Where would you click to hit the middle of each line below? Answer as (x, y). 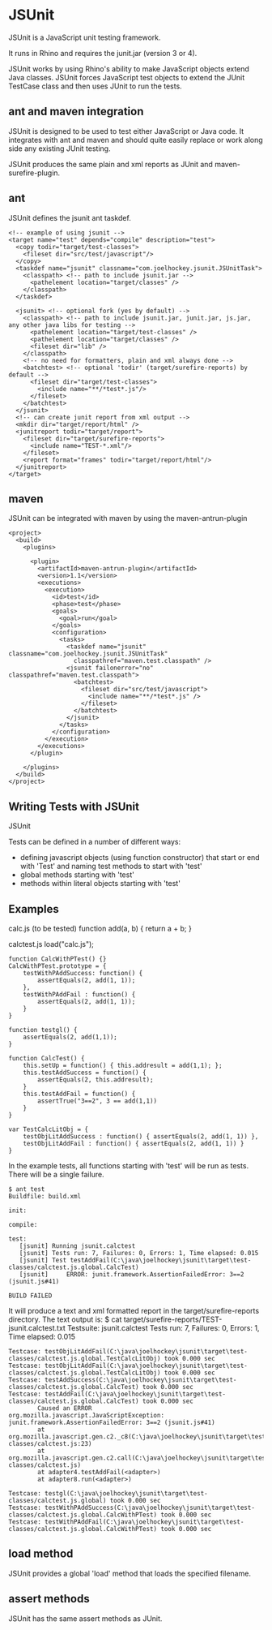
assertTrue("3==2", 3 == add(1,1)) (98, 1101)
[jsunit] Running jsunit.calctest (77, 1246)
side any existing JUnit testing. (59, 148)
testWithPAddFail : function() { (79, 995)
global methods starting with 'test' (77, 875)
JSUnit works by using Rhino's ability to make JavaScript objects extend (129, 69)
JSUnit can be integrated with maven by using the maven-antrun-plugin (128, 518)
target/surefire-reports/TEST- (173, 1319)
